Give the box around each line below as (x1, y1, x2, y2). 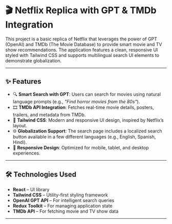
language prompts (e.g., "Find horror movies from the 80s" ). (12, 98, 140, 104)
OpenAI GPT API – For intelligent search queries (12, 197, 115, 203)
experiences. (12, 150, 40, 156)
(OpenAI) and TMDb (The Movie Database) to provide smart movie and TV (5, 41, 162, 47)
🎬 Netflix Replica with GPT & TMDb (5, 5, 157, 16)
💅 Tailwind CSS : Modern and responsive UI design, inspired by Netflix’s (12, 117, 164, 123)
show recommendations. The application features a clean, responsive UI (5, 47, 158, 53)
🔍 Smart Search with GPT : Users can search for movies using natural (12, 91, 161, 97)
